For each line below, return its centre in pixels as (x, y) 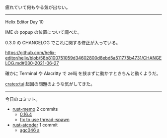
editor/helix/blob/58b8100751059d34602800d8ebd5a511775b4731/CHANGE (83, 58)
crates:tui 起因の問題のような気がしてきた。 (50, 84)
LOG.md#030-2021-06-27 (32, 63)
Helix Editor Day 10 (24, 22)
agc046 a (30, 130)
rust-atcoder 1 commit (35, 125)
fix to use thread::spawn (44, 120)
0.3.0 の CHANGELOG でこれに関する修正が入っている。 (63, 43)
